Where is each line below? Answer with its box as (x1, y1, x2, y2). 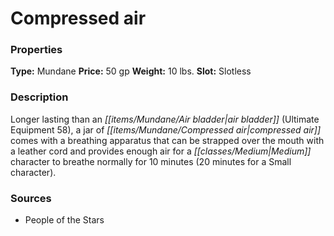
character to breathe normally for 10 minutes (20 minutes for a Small (10, 155, 292, 167)
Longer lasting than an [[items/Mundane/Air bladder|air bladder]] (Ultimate (10, 113, 320, 125)
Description (10, 90, 69, 104)
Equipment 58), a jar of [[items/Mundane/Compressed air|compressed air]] (10, 123, 322, 136)
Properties (10, 43, 63, 57)
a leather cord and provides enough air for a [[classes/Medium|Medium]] (10, 145, 312, 157)
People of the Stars (24, 214, 105, 226)
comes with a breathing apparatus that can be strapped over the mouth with (10, 134, 325, 146)
